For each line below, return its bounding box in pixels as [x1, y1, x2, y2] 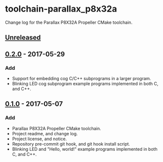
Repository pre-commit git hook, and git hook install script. [12, 141, 130, 146]
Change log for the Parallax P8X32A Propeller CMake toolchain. [5, 19, 133, 25]
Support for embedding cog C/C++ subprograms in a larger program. [12, 76, 151, 81]
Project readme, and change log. [12, 130, 78, 136]
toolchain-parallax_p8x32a [5, 3, 117, 15]
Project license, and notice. [12, 136, 67, 142]
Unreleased [5, 33, 41, 42]
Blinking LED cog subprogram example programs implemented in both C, [12, 81, 159, 87]
